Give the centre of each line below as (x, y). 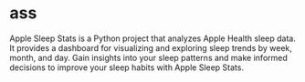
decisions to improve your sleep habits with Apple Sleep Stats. (127, 67)
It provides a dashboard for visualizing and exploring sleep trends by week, (151, 47)
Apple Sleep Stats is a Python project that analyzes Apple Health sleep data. (153, 38)
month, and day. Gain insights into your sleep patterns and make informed (148, 57)
